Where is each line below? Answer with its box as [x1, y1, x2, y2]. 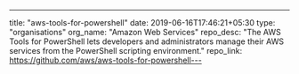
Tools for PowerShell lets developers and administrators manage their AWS [9, 36, 285, 47]
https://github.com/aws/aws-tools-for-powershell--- [9, 55, 202, 65]
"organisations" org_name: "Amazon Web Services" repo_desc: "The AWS [9, 27, 282, 37]
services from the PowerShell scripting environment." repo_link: [9, 46, 243, 55]
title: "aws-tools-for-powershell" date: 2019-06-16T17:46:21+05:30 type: [9, 18, 276, 27]
